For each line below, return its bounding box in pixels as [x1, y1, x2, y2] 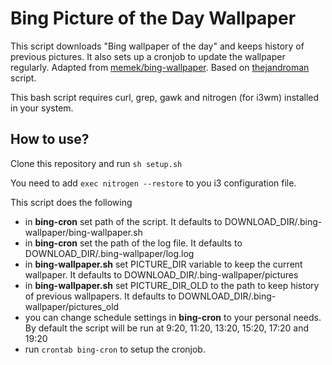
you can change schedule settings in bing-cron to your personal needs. [24, 311, 322, 323]
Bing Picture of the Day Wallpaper [10, 7, 297, 30]
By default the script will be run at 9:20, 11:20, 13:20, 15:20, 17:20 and [24, 322, 309, 334]
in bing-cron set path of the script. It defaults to [24, 215, 223, 227]
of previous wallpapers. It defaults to [24, 290, 177, 302]
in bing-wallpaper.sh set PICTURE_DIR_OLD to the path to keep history [24, 279, 320, 291]
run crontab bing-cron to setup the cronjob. [24, 343, 206, 355]
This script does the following [10, 196, 133, 208]
